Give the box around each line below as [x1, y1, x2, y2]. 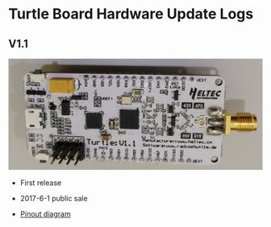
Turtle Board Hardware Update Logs [8, 5, 254, 23]
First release [19, 178, 62, 188]
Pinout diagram [19, 209, 71, 219]
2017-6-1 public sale [19, 194, 88, 204]
